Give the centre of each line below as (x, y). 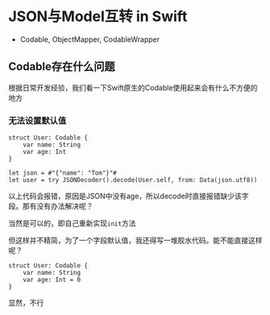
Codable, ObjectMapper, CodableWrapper (90, 39)
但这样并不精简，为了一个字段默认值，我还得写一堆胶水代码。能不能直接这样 (135, 240)
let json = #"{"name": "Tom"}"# (62, 173)
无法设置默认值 (37, 120)
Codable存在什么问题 (62, 66)
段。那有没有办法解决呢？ (51, 206)
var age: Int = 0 (52, 280)
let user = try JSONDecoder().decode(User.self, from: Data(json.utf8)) (133, 180)
